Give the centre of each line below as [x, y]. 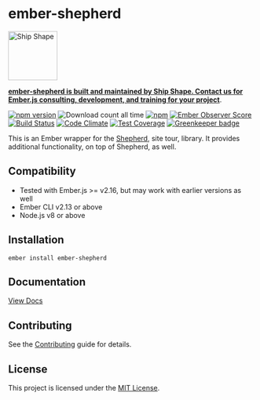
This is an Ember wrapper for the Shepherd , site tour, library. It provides [124, 138]
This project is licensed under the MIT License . [84, 388]
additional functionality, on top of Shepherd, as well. [92, 147]
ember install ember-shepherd [58, 258]
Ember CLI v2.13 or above [61, 207]
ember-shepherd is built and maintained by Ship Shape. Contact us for [126, 91]
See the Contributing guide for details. [70, 344]
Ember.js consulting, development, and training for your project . [115, 100]
